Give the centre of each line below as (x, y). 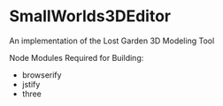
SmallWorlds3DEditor (90, 16)
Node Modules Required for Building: (77, 57)
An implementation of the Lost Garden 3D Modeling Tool (112, 41)
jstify (31, 84)
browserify (42, 75)
